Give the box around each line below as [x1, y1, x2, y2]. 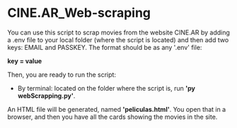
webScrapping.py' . [17, 91, 76, 100]
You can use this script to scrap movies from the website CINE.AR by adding [7, 28, 230, 37]
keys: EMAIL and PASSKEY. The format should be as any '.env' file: [7, 43, 202, 51]
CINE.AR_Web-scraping [7, 5, 151, 21]
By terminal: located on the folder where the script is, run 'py [17, 84, 196, 92]
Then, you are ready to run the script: [7, 70, 117, 79]
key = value [7, 56, 42, 65]
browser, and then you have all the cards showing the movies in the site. [7, 113, 218, 121]
